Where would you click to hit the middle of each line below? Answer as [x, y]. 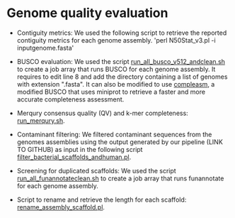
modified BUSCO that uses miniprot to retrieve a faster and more [111, 92]
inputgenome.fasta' [45, 48]
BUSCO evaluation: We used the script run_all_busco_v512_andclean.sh [121, 61]
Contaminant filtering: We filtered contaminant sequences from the [114, 134]
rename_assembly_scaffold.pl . [61, 207]
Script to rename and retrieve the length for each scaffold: [102, 200]
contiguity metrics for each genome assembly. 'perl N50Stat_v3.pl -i [116, 40]
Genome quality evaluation [87, 13]
